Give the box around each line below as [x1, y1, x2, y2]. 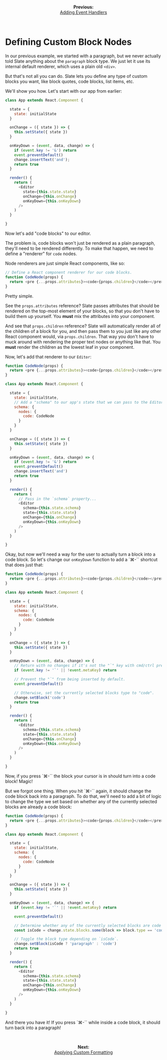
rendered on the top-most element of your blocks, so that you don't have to [5, 308, 160, 314]
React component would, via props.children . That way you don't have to [5, 333, 154, 339]
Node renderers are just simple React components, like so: [5, 261, 125, 267]
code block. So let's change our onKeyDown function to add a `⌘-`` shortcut [5, 557, 158, 563]
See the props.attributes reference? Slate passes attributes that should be [5, 303, 160, 308]
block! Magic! [5, 778, 33, 784]
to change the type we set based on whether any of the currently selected [5, 798, 158, 804]
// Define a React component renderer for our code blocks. [5, 270, 133, 275]
